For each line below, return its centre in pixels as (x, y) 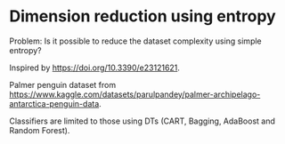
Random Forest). (40, 130)
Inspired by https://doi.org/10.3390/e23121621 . (95, 68)
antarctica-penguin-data (54, 103)
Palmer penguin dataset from (63, 84)
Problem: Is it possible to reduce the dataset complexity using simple (136, 41)
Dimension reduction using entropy (142, 16)
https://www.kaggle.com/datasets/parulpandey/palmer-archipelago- (135, 94)
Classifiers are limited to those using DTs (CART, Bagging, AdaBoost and (142, 121)
